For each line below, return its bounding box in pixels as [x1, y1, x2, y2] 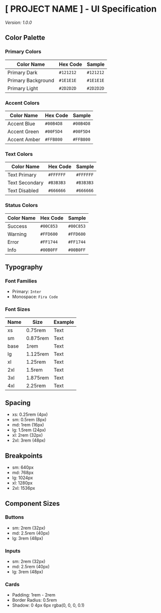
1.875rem [26, 374, 49, 381]
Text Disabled [7, 187, 39, 194]
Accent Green [7, 128, 39, 135]
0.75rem [26, 327, 46, 334]
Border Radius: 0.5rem [12, 597, 57, 603]
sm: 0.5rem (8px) [12, 417, 47, 423]
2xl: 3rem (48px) [12, 437, 46, 444]
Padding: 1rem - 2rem [12, 592, 56, 598]
